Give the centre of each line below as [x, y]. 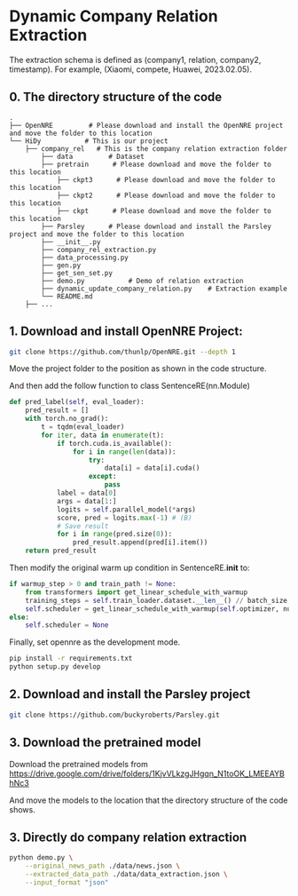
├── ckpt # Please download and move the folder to [164, 210]
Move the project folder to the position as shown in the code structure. [138, 369]
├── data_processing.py [85, 258]
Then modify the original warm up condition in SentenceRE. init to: [129, 568]
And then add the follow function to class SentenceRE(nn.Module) [130, 386]
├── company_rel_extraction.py [99, 250]
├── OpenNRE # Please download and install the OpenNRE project [146, 125]
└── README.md [67, 296]
